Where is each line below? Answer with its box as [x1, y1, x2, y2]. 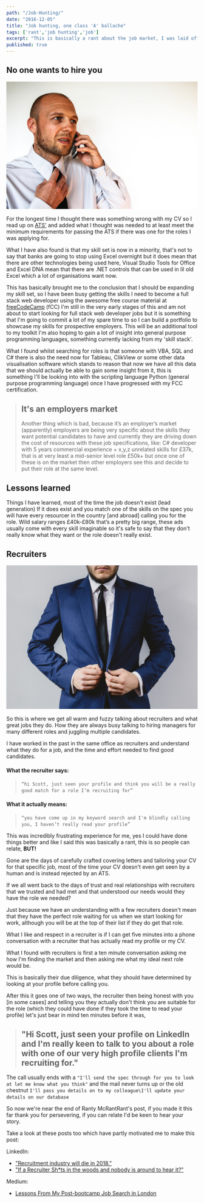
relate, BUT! [6, 845, 36, 852]
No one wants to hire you [6, 65, 103, 75]
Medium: [6, 1178, 29, 1185]
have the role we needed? [6, 894, 71, 902]
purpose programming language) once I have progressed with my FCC [6, 380, 183, 387]
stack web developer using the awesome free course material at [6, 297, 167, 304]
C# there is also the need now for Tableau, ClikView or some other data [6, 354, 185, 361]
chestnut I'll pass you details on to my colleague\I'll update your [6, 1087, 185, 1094]
